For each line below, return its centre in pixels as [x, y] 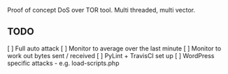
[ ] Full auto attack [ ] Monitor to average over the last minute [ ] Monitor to [114, 48]
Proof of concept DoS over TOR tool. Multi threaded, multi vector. [101, 10]
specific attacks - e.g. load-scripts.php [63, 63]
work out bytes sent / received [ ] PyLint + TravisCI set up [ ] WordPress [111, 55]
